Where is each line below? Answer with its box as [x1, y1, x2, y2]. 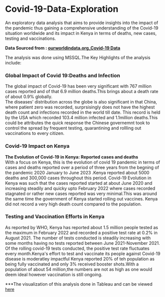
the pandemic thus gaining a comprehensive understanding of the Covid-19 [5, 25, 159, 31]
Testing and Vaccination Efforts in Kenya [5, 213, 105, 220]
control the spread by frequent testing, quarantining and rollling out [5, 125, 141, 131]
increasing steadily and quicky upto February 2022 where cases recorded [5, 185, 156, 191]
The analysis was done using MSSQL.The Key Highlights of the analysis [5, 54, 151, 60]
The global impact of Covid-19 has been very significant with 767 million [5, 83, 152, 89]
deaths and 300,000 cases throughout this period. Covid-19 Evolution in [5, 175, 152, 181]
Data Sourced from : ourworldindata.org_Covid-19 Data [5, 45, 121, 51]
